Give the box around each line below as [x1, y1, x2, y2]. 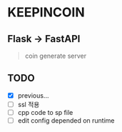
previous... [17, 91, 49, 100]
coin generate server [24, 51, 87, 60]
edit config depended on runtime [17, 116, 115, 125]
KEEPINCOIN [7, 4, 85, 21]
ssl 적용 [17, 100, 40, 108]
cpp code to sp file [17, 108, 73, 116]
